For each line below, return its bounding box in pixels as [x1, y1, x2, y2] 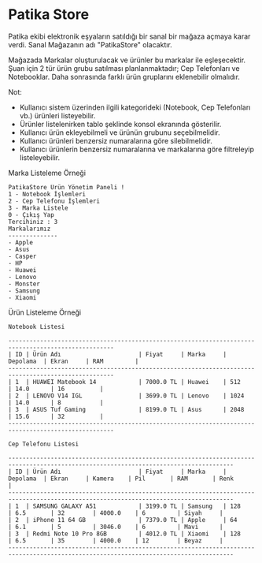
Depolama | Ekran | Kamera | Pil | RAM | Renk [8, 475, 234, 483]
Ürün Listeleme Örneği [8, 308, 81, 317]
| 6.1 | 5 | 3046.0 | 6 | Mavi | [8, 523, 223, 531]
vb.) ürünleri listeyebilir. [19, 110, 96, 120]
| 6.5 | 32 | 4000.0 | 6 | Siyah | [8, 509, 223, 517]
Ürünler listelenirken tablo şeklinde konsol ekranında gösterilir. [19, 119, 222, 129]
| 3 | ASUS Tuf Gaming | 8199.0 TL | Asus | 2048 [8, 405, 245, 413]
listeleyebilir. [19, 152, 61, 162]
